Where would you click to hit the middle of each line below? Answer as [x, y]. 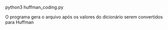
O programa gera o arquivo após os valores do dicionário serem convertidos [84, 17]
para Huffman [20, 22]
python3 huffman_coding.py [34, 7]
